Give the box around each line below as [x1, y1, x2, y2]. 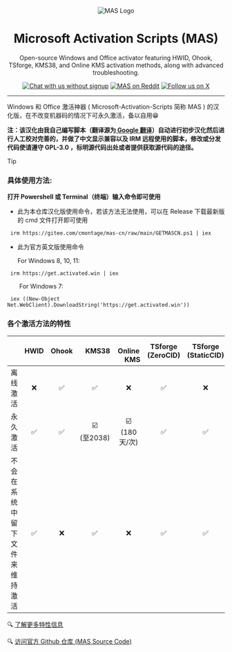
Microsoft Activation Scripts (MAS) [13, 31, 219, 46]
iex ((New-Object [10, 296, 60, 302]
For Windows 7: [19, 282, 64, 291]
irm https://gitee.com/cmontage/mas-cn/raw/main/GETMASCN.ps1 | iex [10, 230, 212, 237]
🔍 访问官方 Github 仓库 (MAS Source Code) [7, 637, 133, 645]
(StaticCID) [186, 350, 224, 360]
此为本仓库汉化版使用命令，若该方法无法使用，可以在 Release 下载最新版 [17, 208, 225, 216]
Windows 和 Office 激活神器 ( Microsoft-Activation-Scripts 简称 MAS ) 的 [7, 102, 213, 111]
